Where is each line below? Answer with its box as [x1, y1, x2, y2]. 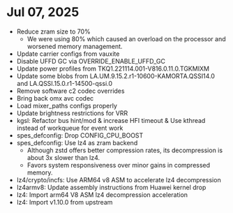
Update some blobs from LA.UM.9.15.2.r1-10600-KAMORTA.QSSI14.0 [16, 71, 216, 80]
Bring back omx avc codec [16, 94, 94, 102]
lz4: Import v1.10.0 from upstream [16, 198, 113, 206]
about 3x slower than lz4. [27, 153, 100, 161]
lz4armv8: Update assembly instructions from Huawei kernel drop [16, 183, 206, 191]
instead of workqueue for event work [16, 124, 123, 132]
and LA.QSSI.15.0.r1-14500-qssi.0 [16, 79, 113, 87]
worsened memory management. [27, 42, 123, 50]
